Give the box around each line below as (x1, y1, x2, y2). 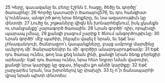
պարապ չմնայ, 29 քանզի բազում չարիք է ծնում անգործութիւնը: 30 (5, 31, 160, 36)
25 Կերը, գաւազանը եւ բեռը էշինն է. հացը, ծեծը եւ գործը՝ (5, 4, 137, 10)
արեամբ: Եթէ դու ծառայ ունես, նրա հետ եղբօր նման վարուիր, (5, 57, 149, 62)
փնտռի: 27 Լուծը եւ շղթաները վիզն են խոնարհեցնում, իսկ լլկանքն (5, 20, 159, 26)
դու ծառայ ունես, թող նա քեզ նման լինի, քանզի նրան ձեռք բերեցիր (5, 51, 161, 57)
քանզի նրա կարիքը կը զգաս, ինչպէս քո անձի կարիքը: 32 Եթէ (5, 62, 148, 68)
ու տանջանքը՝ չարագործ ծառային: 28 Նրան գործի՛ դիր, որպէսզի (5, 25, 156, 31)
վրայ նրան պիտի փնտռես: (5, 73, 67, 78)
